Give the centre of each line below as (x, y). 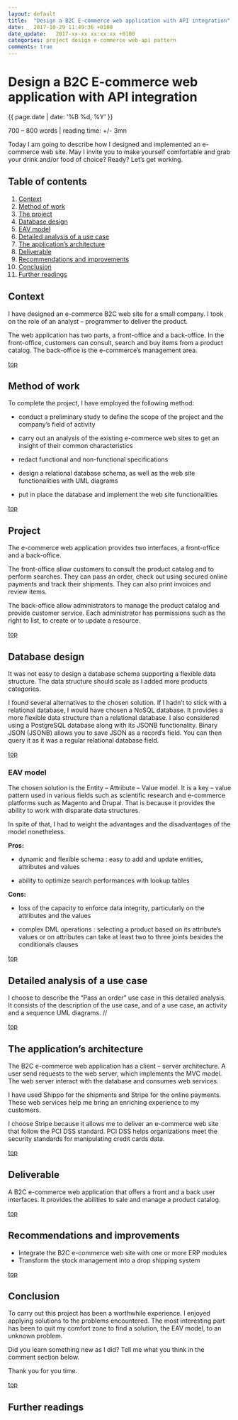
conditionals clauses (48, 944)
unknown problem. (35, 1336)
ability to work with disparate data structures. (74, 811)
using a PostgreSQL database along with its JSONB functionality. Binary (113, 725)
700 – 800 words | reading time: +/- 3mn (67, 130)
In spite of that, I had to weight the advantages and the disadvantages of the (119, 824)
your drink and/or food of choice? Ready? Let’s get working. (96, 159)
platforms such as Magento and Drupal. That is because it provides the (112, 803)
